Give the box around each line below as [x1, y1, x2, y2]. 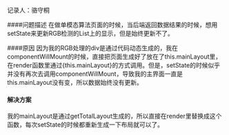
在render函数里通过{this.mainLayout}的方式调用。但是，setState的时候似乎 [7, 61, 221, 69]
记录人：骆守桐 [7, 6, 50, 14]
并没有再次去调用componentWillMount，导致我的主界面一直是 [7, 70, 183, 78]
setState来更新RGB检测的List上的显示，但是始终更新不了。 [7, 30, 175, 37]
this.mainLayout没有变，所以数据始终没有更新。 [7, 79, 143, 86]
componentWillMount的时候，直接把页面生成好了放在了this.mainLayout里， [7, 52, 222, 61]
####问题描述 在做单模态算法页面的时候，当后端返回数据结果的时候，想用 [7, 21, 218, 29]
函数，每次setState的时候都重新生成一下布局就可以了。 [7, 121, 164, 129]
